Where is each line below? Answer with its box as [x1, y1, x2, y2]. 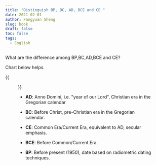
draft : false [5, 26, 33, 31]
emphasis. [25, 129, 47, 136]
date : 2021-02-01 [5, 12, 42, 17]
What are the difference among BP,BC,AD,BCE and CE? [5, 54, 121, 60]
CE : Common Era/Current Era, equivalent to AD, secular [25, 124, 142, 130]
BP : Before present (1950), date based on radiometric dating [25, 149, 151, 155]
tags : [5, 36, 17, 41]
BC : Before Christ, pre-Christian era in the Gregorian [25, 109, 135, 115]
